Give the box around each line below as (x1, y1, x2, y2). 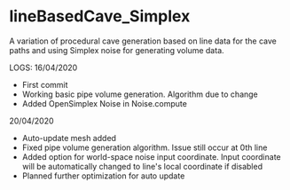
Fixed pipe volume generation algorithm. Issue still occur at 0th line (21, 142, 268, 153)
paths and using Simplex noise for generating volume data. (9, 44, 224, 55)
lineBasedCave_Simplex (9, 6, 191, 27)
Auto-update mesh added (21, 132, 117, 143)
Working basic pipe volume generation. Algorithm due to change (21, 89, 259, 99)
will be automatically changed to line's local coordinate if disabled (21, 161, 263, 171)
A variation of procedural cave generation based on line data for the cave (9, 36, 278, 46)
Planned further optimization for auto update (21, 170, 185, 181)
